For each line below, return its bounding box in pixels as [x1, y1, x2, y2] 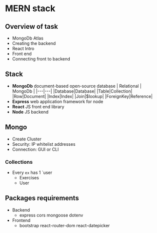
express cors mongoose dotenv [19, 212, 83, 218]
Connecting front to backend [12, 56, 71, 61]
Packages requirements [5, 194, 79, 202]
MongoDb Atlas [12, 35, 44, 41]
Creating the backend [12, 40, 56, 46]
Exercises [19, 175, 39, 180]
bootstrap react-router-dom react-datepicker [19, 222, 110, 228]
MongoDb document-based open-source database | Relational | [12, 83, 142, 89]
